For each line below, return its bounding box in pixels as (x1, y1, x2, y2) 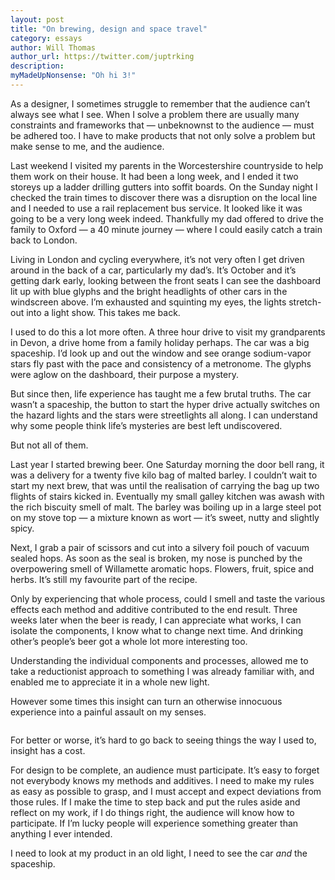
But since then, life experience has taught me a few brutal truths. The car (10, 387, 312, 400)
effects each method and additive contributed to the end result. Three (10, 603, 298, 615)
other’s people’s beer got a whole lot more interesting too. (10, 635, 248, 647)
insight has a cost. (10, 744, 86, 756)
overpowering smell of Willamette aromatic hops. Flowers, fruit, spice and (10, 562, 315, 575)
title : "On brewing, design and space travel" (10, 24, 208, 34)
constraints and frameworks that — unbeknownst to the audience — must (10, 119, 315, 131)
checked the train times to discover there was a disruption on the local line (10, 191, 318, 203)
